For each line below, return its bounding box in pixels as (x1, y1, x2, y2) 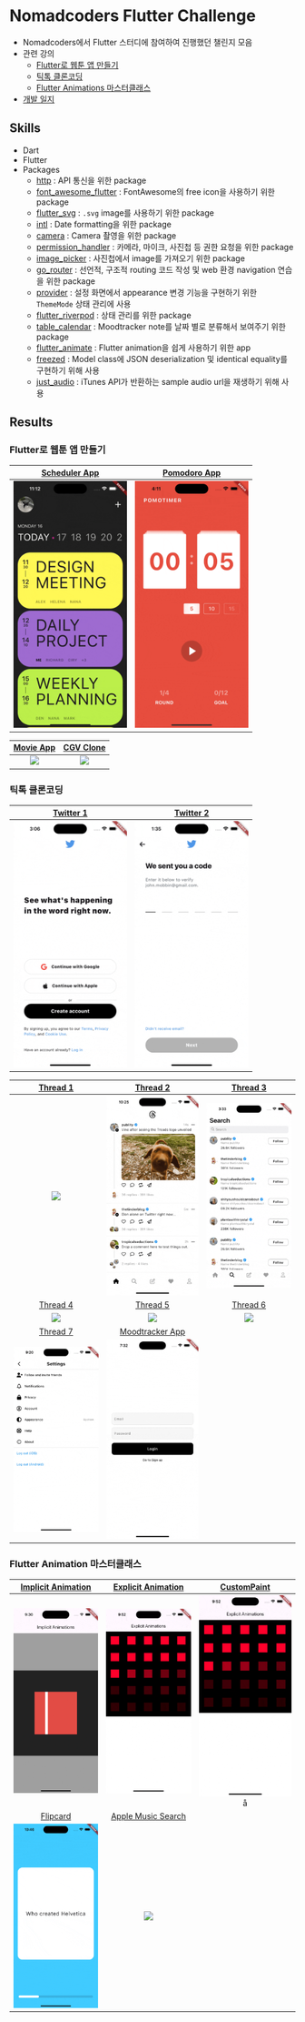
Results (9, 415, 54, 430)
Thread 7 (39, 1326, 74, 1337)
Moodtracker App (119, 1326, 186, 1337)
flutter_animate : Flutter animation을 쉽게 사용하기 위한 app (35, 342, 251, 353)
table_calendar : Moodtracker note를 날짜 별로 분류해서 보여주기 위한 (35, 320, 286, 332)
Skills (9, 120, 41, 136)
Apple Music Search (110, 1810, 186, 1821)
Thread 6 (231, 1299, 266, 1310)
